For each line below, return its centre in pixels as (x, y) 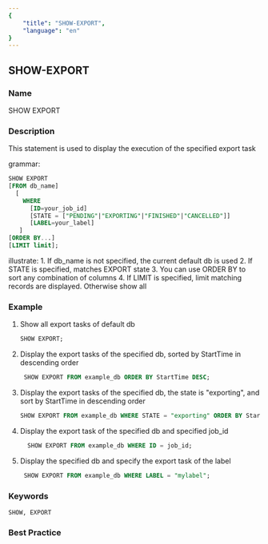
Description (32, 131)
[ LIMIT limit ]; (34, 246)
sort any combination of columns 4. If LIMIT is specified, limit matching (125, 277)
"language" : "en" (52, 30)
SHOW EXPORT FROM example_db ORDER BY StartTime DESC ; (117, 377)
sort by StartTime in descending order (82, 401)
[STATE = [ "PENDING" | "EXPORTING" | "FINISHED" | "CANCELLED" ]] (130, 216)
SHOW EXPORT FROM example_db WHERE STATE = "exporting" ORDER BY (131, 416)
